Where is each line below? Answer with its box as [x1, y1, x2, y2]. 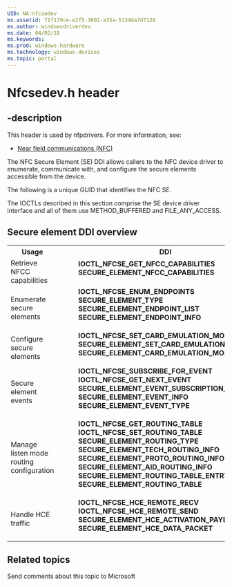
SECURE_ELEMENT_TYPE [78, 295, 164, 305]
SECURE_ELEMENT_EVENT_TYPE [78, 400, 190, 410]
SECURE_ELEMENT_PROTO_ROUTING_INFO [78, 454, 224, 463]
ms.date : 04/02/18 [7, 29, 60, 37]
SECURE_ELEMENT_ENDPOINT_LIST [78, 304, 200, 313]
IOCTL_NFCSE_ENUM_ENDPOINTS [78, 286, 195, 296]
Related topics [7, 554, 70, 566]
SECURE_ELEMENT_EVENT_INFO [78, 392, 188, 402]
